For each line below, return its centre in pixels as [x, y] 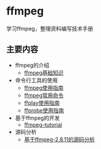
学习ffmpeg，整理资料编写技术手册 [50, 28]
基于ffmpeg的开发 [37, 118]
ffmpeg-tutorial [43, 124]
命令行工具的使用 [36, 80]
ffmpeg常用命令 [44, 95]
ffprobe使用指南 [44, 110]
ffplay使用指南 [42, 103]
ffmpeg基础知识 [44, 72]
